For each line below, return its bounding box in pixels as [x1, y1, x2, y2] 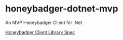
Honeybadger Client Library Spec [5, 29, 75, 35]
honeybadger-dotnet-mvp [5, 3, 118, 14]
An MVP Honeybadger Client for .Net [5, 19, 83, 25]
